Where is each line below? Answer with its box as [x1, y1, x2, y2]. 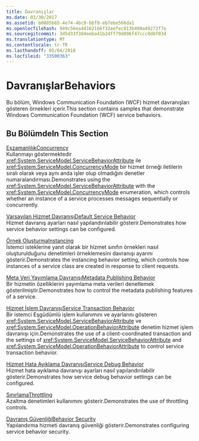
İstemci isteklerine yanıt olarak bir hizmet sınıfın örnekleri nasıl [6, 243, 159, 251]
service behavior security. [6, 428, 70, 436]
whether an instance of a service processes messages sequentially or [6, 195, 178, 202]
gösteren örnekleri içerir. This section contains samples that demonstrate [6, 105, 184, 112]
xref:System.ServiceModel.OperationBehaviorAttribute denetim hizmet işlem [6, 323, 194, 331]
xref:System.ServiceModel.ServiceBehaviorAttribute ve [6, 317, 142, 325]
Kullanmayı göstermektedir [6, 150, 72, 158]
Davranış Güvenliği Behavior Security [6, 415, 97, 423]
